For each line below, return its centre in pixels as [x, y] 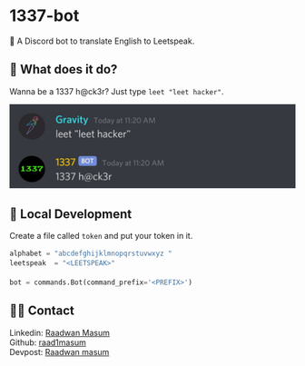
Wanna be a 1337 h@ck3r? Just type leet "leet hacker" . [117, 91]
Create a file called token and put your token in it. [101, 236]
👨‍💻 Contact [42, 311]
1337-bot [44, 16]
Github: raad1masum [48, 342]
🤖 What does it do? [64, 69]
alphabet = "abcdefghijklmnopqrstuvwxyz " [91, 254]
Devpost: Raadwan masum [59, 351]
